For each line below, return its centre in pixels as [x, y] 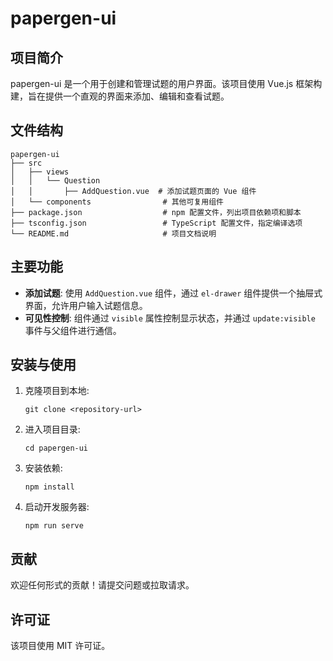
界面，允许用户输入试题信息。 [86, 305]
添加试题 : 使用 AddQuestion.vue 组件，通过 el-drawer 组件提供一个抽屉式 [173, 293]
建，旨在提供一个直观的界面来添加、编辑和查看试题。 [120, 96]
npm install [49, 487]
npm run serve [54, 526]
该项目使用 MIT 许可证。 [60, 646]
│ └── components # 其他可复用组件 [117, 202]
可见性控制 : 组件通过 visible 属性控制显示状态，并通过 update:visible [170, 318]
